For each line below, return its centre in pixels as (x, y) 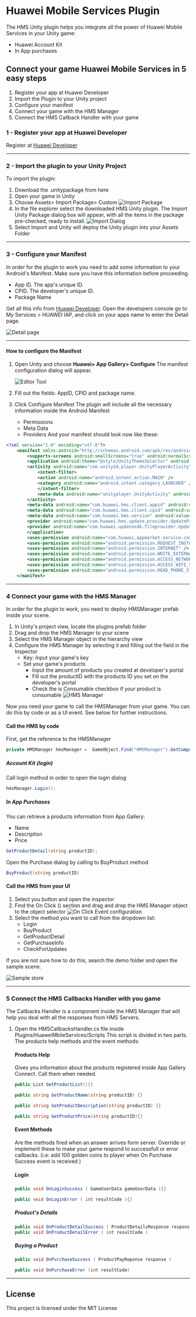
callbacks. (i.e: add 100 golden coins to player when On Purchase (93, 1155)
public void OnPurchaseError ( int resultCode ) (72, 1270)
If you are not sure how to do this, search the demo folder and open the (92, 960)
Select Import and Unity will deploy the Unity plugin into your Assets (97, 227)
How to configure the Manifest (44, 351)
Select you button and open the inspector (64, 899)
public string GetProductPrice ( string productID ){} (78, 1116)
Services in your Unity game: (41, 33)
